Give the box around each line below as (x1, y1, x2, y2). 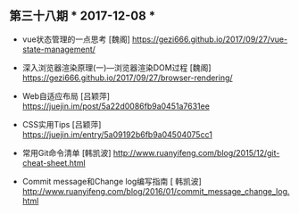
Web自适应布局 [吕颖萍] (21, 90, 110, 101)
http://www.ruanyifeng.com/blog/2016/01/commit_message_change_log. (21, 185, 290, 196)
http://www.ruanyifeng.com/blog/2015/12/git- (112, 147, 280, 158)
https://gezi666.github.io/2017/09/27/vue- (132, 34, 288, 45)
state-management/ (21, 44, 96, 54)
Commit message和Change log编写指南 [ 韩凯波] (21, 176, 203, 186)
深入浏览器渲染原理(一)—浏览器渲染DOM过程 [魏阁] (21, 62, 212, 73)
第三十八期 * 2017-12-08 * (9, 8, 156, 24)
